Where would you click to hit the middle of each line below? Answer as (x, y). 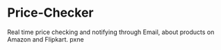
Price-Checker (50, 13)
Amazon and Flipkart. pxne (46, 39)
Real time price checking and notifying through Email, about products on (111, 32)
